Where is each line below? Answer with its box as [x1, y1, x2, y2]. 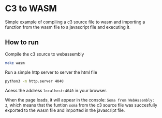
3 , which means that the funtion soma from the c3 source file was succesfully [5, 102, 158, 108]
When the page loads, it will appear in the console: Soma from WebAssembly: [5, 97, 155, 102]
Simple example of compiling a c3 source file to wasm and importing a [5, 19, 145, 25]
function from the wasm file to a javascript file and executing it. [5, 24, 131, 30]
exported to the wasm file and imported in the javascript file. [5, 107, 125, 113]
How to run [5, 38, 39, 47]
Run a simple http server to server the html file [5, 69, 98, 75]
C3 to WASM [5, 3, 57, 14]
